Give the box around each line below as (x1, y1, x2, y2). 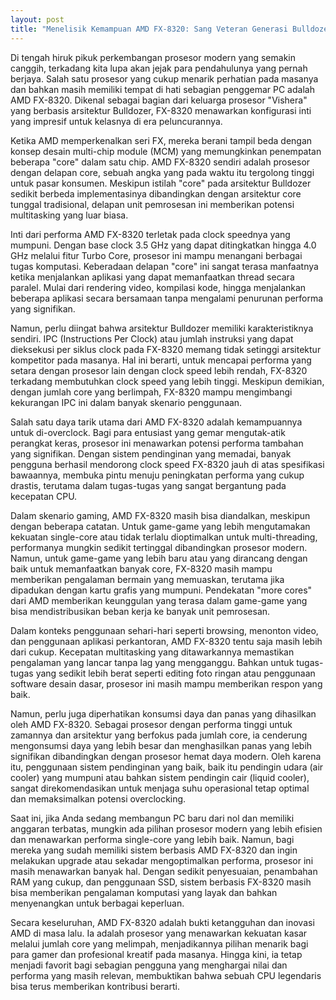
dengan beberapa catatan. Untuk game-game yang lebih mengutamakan (10, 520, 311, 532)
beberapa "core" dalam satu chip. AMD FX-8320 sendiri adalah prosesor (10, 156, 311, 168)
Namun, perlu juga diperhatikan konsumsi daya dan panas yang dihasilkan (10, 707, 317, 720)
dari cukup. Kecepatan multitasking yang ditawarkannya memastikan (10, 646, 295, 658)
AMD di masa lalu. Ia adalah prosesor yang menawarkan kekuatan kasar (10, 927, 308, 939)
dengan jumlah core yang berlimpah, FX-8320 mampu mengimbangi (10, 386, 293, 398)
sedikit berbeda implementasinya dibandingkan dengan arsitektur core (10, 187, 302, 200)
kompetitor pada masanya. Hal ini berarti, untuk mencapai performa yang (10, 354, 312, 366)
